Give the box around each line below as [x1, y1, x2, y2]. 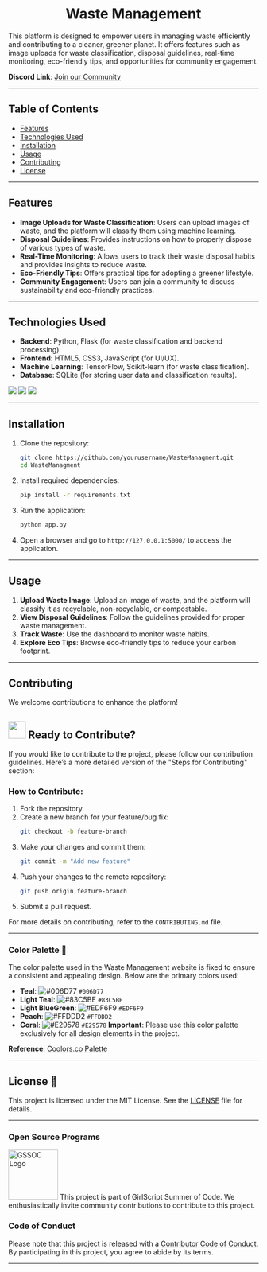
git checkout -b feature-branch [19, 828, 127, 836]
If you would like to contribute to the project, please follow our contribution [8, 749, 253, 759]
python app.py [19, 520, 67, 529]
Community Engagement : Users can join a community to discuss [19, 276, 235, 286]
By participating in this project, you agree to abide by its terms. [8, 1247, 215, 1257]
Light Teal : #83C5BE [19, 995, 123, 1005]
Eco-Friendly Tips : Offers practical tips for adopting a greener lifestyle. [19, 268, 254, 278]
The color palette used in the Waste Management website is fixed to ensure [8, 963, 256, 972]
